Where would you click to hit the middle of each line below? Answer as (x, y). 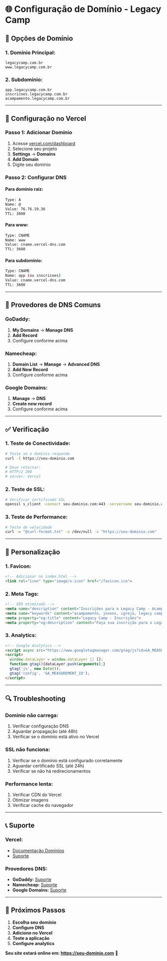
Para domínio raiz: (24, 189)
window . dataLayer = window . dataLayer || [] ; (56, 659)
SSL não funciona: (28, 750)
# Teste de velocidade (29, 527)
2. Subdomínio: (24, 80)
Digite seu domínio (32, 164)
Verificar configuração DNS (41, 726)
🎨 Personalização (33, 552)
